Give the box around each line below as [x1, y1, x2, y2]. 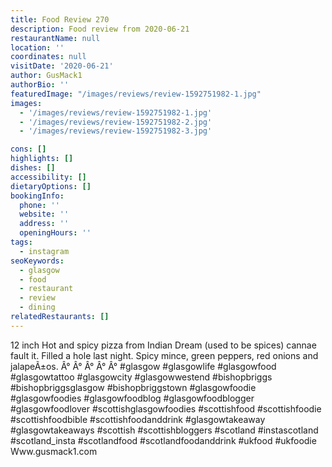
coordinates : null [10, 52, 87, 62]
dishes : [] [10, 163, 56, 173]
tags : [10, 237, 33, 247]
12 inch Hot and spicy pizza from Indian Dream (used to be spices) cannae [10, 339, 317, 351]
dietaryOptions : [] [10, 181, 92, 191]
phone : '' [19, 200, 60, 210]
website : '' [19, 209, 70, 220]
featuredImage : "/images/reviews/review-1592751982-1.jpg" [10, 89, 262, 99]
